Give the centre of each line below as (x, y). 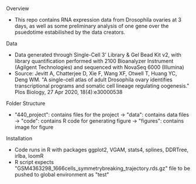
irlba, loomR (29, 156)
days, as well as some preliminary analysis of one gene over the (92, 26)
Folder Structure (26, 103)
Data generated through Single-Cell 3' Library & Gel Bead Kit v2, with (98, 55)
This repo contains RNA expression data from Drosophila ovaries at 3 (98, 20)
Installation (19, 138)
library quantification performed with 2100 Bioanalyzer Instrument (94, 61)
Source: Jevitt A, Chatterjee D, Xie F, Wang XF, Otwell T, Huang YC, (96, 73)
